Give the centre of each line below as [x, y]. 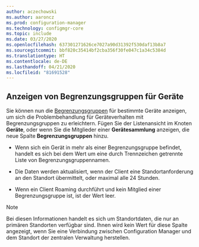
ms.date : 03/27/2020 [32, 39]
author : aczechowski [32, 12]
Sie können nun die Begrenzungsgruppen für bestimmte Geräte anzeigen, [97, 111]
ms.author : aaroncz [30, 17]
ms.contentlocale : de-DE [37, 61]
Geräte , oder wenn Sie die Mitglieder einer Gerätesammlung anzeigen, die [98, 130]
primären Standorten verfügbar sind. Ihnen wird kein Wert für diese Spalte [97, 225]
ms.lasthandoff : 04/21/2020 [41, 67]
